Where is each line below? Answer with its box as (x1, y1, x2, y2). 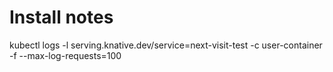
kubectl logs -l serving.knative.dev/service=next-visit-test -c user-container (9, 39, 323, 51)
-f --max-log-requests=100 (9, 49, 122, 61)
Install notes (9, 6, 114, 29)
